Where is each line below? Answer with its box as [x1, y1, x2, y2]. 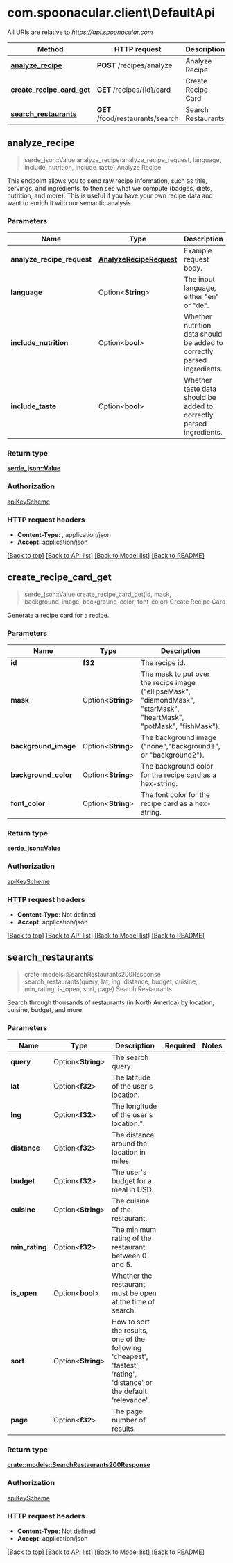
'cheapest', [112, 1352, 148, 1361]
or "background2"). [141, 750, 205, 760]
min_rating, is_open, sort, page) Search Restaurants [24, 984, 172, 993]
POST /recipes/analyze [96, 61, 173, 70]
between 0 [112, 1251, 147, 1260]
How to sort [112, 1317, 150, 1326]
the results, [112, 1326, 148, 1336]
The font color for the [141, 790, 210, 800]
